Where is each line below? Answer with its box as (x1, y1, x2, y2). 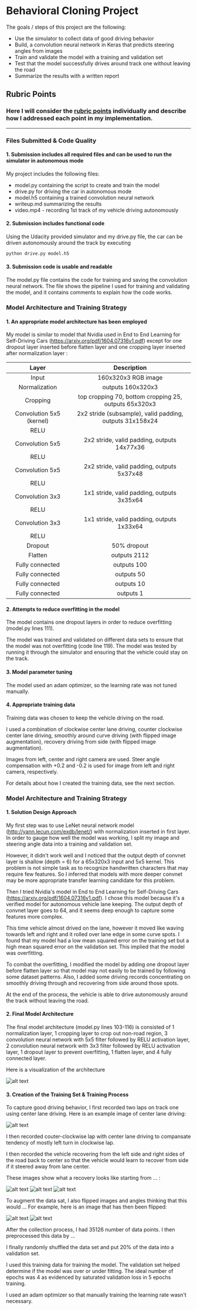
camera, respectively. (6, 768, 59, 775)
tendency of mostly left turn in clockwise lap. (6, 1139, 115, 1146)
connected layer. (6, 1055, 47, 1062)
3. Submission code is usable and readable (6, 263, 113, 271)
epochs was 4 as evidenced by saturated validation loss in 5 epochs (6, 1274, 171, 1281)
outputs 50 (115, 570, 145, 579)
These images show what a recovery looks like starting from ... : (6, 1174, 161, 1181)
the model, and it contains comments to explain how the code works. (6, 289, 173, 296)
